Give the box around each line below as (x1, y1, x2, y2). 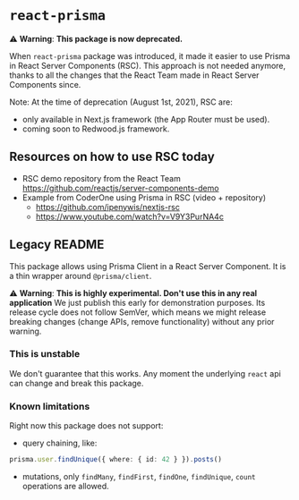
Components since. (9, 79, 81, 89)
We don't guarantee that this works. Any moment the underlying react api (9, 368, 282, 378)
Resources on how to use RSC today (9, 149, 215, 165)
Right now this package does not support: (9, 420, 164, 431)
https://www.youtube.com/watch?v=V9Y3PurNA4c (35, 211, 224, 222)
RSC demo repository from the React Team (21, 173, 181, 183)
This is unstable (9, 348, 81, 360)
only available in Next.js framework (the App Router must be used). (21, 114, 270, 124)
